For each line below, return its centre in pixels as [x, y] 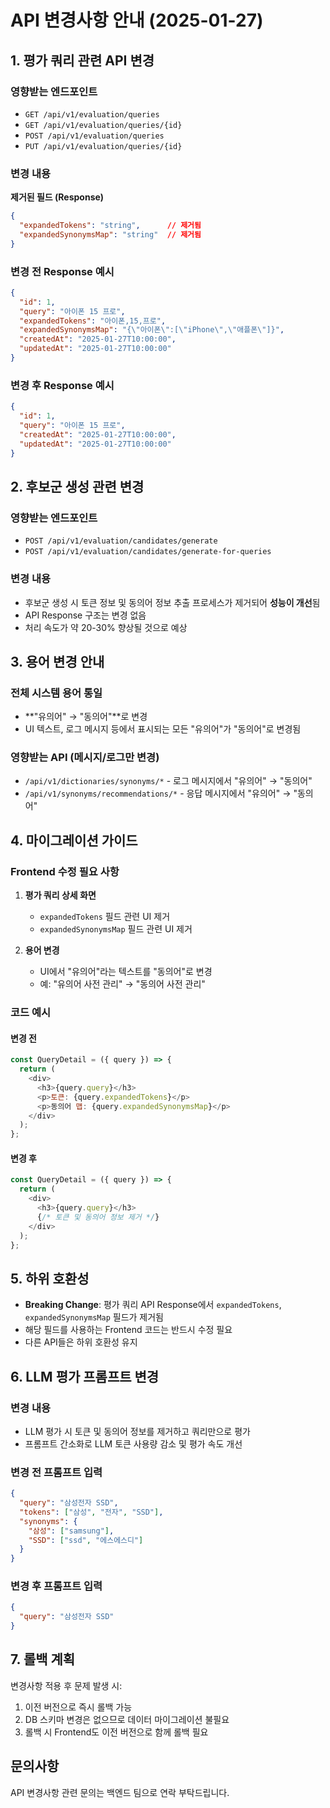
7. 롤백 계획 [43, 1659]
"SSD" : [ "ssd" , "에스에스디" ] [86, 1540]
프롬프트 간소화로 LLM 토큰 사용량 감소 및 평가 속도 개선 [133, 1443]
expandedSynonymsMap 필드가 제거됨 [94, 1317]
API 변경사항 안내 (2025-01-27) [137, 20]
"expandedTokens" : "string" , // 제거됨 [110, 226]
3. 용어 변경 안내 [57, 661]
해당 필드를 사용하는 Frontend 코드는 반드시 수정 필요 [128, 1330]
